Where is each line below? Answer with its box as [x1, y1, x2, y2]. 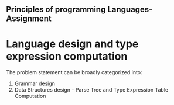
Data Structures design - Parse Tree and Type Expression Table [14, 86, 169, 93]
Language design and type [6, 37, 139, 50]
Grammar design [14, 80, 56, 87]
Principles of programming [6, 5, 106, 15]
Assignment [6, 14, 52, 24]
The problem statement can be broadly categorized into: [6, 69, 142, 76]
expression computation [6, 50, 128, 63]
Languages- [107, 5, 153, 15]
